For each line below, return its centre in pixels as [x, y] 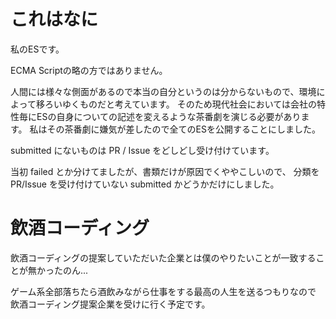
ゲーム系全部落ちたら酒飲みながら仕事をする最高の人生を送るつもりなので [163, 291]
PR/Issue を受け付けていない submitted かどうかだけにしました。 [145, 184]
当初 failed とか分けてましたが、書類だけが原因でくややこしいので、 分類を [165, 171]
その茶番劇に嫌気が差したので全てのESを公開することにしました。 [183, 129]
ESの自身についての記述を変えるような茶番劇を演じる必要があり [169, 116]
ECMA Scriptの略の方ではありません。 [89, 70]
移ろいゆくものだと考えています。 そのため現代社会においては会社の [176, 104]
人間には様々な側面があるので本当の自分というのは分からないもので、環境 [163, 91]
